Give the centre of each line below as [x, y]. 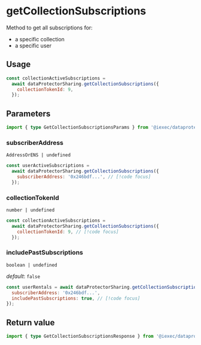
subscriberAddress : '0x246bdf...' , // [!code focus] [84, 177]
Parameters [28, 114]
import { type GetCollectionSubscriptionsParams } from [77, 128]
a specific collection [39, 39]
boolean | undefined [32, 265]
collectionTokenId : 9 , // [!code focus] [68, 232]
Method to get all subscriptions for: [49, 28]
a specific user [33, 46]
